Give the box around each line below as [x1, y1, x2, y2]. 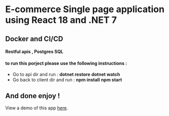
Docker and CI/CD [5, 34, 63, 43]
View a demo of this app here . [5, 105, 69, 111]
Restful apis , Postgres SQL [5, 49, 63, 55]
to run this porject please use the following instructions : [5, 60, 127, 66]
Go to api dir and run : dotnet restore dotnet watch [12, 71, 120, 78]
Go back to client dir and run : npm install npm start [12, 77, 122, 83]
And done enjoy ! [5, 91, 60, 100]
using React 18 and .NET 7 [5, 14, 117, 26]
